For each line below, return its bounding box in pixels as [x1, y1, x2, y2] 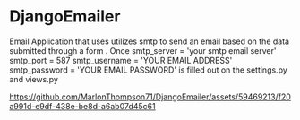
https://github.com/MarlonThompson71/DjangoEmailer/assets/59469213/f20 [9, 91, 291, 102]
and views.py [9, 73, 58, 84]
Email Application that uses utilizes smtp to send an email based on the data [9, 36, 289, 47]
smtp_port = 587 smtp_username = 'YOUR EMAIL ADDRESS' [9, 55, 233, 65]
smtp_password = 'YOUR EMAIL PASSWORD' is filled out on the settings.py [9, 64, 288, 75]
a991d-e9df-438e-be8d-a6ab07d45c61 [9, 100, 156, 111]
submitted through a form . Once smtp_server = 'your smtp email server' [9, 45, 277, 56]
